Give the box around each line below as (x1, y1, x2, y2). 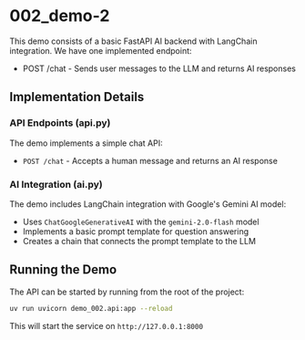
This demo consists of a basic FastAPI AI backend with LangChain (9, 36, 258, 46)
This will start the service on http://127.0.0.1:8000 (9, 320, 203, 331)
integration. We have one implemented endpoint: (9, 45, 193, 56)
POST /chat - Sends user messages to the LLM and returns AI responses (22, 63, 296, 74)
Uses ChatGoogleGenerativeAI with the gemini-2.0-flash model (22, 216, 259, 227)
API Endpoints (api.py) (9, 117, 111, 129)
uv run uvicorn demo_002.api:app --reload (9, 304, 173, 313)
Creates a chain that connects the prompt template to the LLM (22, 235, 257, 246)
